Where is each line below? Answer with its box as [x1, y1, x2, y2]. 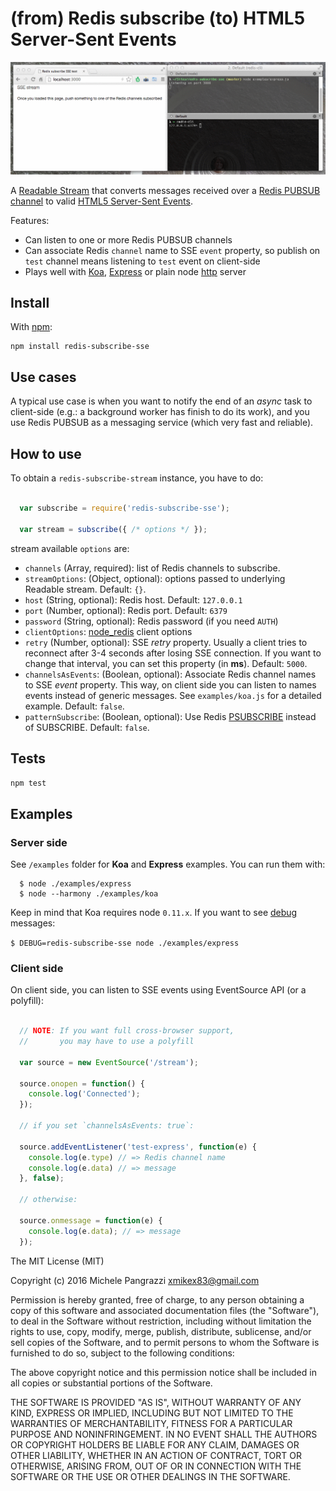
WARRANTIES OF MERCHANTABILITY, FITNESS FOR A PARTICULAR [10, 1417, 293, 1429]
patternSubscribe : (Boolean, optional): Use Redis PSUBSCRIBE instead [24, 710, 317, 722]
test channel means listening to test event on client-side [24, 255, 261, 267]
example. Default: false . [24, 700, 125, 712]
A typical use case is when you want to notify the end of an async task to [10, 395, 313, 407]
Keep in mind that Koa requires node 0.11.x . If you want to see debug [10, 907, 298, 919]
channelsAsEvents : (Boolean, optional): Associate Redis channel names [24, 668, 317, 680]
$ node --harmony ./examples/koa [19, 889, 159, 899]
